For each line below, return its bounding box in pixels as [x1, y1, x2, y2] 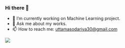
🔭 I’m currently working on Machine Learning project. [12, 16, 121, 22]
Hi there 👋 [5, 4, 30, 11]
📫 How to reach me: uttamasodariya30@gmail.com [12, 26, 118, 32]
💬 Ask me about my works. [12, 21, 67, 26]
